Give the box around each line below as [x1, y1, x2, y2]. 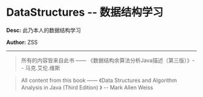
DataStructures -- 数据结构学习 [6, 5, 164, 19]
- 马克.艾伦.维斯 [21, 64, 60, 71]
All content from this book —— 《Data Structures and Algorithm [21, 77, 177, 84]
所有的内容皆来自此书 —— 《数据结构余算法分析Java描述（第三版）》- [21, 57, 195, 64]
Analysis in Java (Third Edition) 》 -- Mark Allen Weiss [21, 84, 153, 91]
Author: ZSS [6, 39, 38, 46]
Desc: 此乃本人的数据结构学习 [6, 27, 82, 34]
